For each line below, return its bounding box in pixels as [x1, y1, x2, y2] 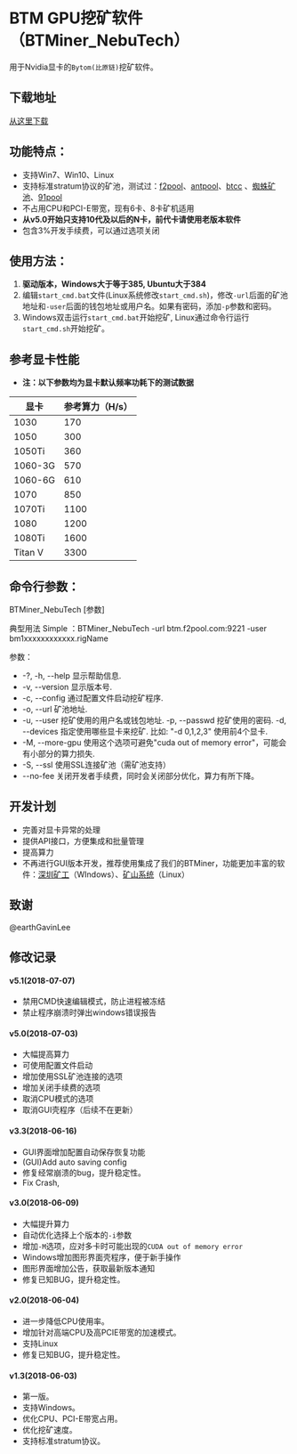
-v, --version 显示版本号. [21, 682, 113, 692]
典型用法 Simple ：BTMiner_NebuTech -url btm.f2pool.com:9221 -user [9, 623, 267, 633]
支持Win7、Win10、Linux [21, 169, 115, 180]
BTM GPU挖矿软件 [9, 8, 143, 28]
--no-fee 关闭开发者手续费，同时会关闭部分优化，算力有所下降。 [21, 771, 260, 781]
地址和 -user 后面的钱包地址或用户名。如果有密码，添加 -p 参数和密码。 [21, 301, 277, 312]
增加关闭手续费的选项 [21, 1083, 100, 1093]
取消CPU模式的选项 [21, 1093, 94, 1104]
